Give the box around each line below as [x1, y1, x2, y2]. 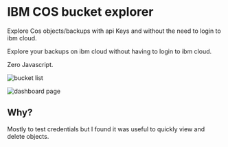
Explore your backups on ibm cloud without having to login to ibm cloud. [7, 47, 212, 55]
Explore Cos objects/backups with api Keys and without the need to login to [7, 27, 221, 35]
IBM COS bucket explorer [7, 4, 154, 20]
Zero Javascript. [7, 60, 54, 68]
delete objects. [7, 132, 49, 140]
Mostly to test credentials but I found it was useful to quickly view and [7, 124, 205, 133]
